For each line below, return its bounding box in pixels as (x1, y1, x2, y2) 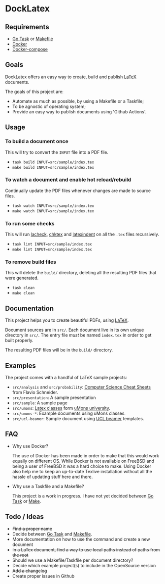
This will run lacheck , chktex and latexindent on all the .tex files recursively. (5, 231, 159, 238)
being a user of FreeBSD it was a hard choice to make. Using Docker (12, 463, 152, 469)
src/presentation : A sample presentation (12, 394, 96, 401)
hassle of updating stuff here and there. (12, 474, 93, 480)
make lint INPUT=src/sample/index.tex (12, 247, 92, 252)
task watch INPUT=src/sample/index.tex (12, 203, 95, 208)
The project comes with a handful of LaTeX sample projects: (5, 375, 127, 381)
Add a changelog (12, 568, 47, 574)
